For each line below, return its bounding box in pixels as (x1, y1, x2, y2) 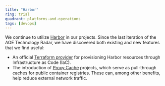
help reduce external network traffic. (12, 75, 88, 81)
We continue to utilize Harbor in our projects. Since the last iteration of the (5, 34, 157, 40)
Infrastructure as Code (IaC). (12, 59, 71, 65)
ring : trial (5, 12, 30, 17)
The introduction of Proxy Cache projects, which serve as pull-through (12, 65, 157, 71)
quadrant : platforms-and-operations (5, 16, 81, 21)
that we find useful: (5, 45, 45, 51)
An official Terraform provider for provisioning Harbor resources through (12, 55, 161, 60)
